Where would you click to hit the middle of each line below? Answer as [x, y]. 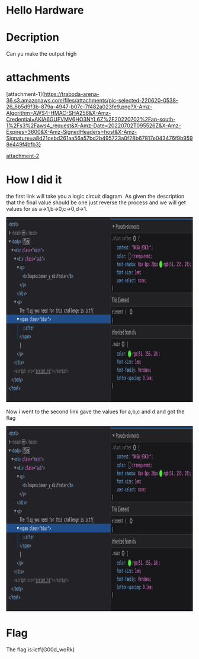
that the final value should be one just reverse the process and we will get [96, 202]
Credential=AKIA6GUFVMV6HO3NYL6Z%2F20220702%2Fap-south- [91, 120]
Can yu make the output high [41, 54]
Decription [33, 38]
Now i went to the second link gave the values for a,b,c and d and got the [95, 412]
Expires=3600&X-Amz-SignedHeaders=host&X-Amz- [72, 132]
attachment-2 [23, 156]
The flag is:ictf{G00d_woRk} [41, 650]
